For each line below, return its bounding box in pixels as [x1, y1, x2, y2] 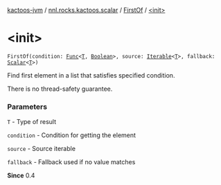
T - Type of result [7, 118, 57, 126]
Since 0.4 [7, 171, 35, 179]
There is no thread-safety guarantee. [7, 85, 113, 93]
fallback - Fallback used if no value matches [7, 158, 136, 166]
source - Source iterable [7, 145, 76, 153]
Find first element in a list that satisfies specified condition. [7, 71, 175, 79]
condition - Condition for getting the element [7, 131, 136, 139]
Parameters [7, 102, 47, 112]
